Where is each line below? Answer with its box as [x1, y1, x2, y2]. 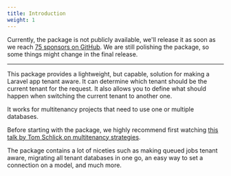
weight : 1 [7, 16, 36, 23]
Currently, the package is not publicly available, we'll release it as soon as [7, 35, 216, 43]
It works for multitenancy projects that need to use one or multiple [7, 104, 195, 113]
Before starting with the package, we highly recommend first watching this [7, 125, 219, 134]
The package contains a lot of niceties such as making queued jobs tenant [7, 146, 218, 155]
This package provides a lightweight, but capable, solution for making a [7, 69, 210, 78]
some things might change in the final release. [7, 49, 138, 58]
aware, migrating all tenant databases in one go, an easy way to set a [7, 153, 203, 162]
